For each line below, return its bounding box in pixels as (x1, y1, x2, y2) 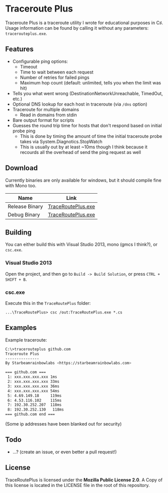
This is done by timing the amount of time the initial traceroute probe (20, 133, 162, 139)
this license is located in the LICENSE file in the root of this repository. (5, 482, 150, 488)
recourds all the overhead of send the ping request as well (20, 149, 141, 155)
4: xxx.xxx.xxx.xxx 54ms (7, 388, 59, 393)
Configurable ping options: (12, 58, 68, 64)
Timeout (20, 63, 38, 69)
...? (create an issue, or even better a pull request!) (12, 449, 117, 455)
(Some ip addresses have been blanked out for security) (5, 421, 122, 427)
